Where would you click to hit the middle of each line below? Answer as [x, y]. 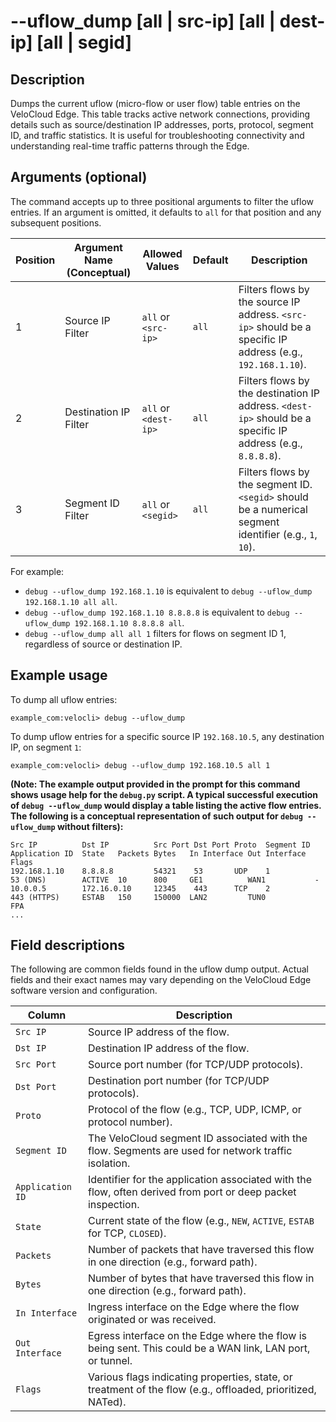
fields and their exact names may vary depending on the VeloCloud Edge [161, 980]
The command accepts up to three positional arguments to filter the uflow [162, 201]
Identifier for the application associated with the [200, 1180]
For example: [37, 571]
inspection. [113, 1205]
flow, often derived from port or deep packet [192, 1192]
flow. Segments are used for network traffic [190, 1151]
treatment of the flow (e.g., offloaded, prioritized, [202, 1390]
